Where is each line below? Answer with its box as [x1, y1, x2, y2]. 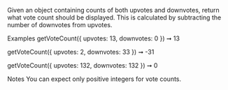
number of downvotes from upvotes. [7, 21, 113, 29]
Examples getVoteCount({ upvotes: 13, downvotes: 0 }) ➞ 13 [7, 34, 180, 43]
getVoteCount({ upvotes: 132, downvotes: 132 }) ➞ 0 [7, 61, 158, 69]
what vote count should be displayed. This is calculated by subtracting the [7, 13, 222, 22]
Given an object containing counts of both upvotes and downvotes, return [7, 6, 220, 14]
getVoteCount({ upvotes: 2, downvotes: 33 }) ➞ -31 [7, 48, 155, 56]
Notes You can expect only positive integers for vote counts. [7, 75, 182, 83]
